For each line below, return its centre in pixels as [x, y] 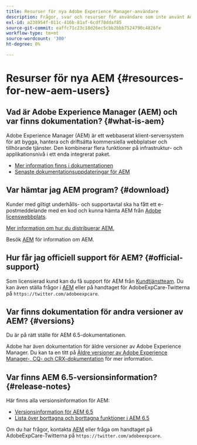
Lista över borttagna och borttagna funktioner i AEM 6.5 [82, 418]
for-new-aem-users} [58, 91]
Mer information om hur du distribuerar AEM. [60, 228]
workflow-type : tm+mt [33, 33]
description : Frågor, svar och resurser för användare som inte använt [95, 17]
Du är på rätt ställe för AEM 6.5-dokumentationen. [66, 335]
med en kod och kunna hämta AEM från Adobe [104, 210]
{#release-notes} [39, 386]
